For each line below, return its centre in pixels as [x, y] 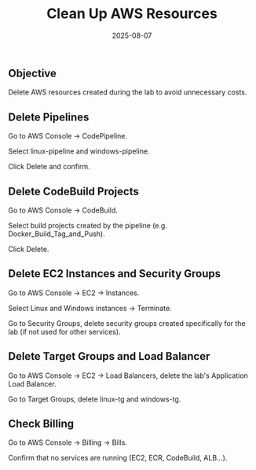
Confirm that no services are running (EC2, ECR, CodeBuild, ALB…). [118, 458]
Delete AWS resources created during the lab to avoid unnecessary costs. [128, 92]
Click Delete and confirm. [49, 167]
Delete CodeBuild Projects [73, 191]
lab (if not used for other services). [64, 331]
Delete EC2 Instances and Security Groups [115, 274]
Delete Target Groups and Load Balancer [109, 356]
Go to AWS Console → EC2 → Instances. [74, 293]
